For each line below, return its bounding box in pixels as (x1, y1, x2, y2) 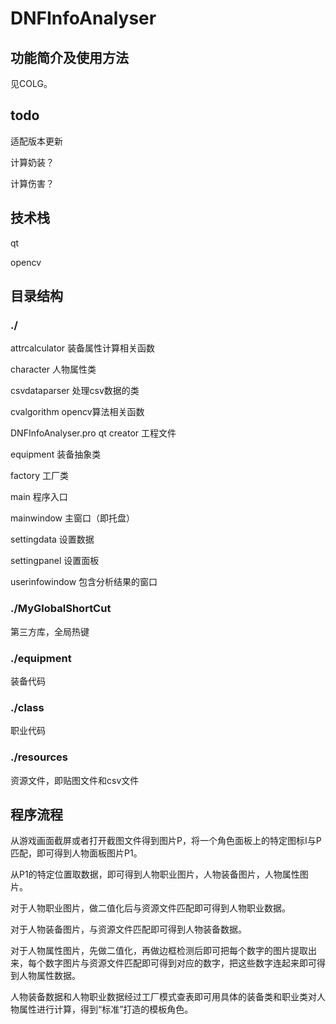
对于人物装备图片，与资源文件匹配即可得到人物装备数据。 (10, 923, 247, 936)
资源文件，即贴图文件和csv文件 (10, 774, 140, 786)
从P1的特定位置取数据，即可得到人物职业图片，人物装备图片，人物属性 (10, 868, 300, 881)
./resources (10, 750, 68, 764)
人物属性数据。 (18, 970, 81, 982)
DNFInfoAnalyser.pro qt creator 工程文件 (10, 427, 177, 439)
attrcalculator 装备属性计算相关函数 (10, 342, 156, 354)
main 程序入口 (10, 491, 68, 503)
